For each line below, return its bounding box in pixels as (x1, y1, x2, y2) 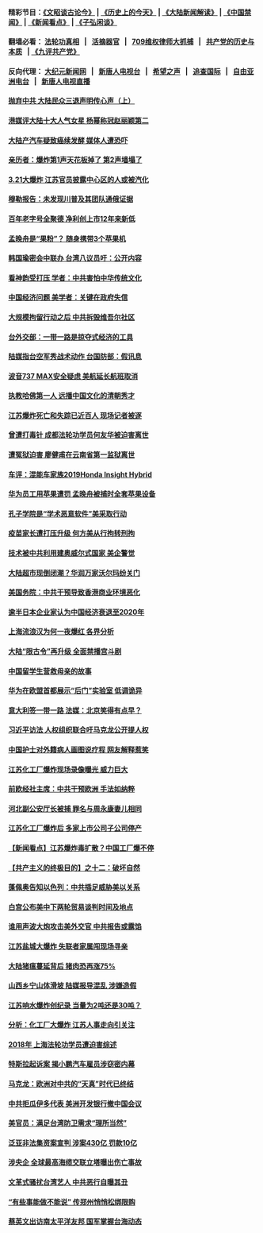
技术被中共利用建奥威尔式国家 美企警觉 (8, 548, 135, 558)
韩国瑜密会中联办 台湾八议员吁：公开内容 (8, 253, 143, 263)
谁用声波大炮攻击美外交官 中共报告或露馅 (8, 922, 143, 931)
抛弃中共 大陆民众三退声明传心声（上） (8, 96, 135, 106)
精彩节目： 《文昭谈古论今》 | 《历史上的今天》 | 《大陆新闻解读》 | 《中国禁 (8, 7, 252, 17)
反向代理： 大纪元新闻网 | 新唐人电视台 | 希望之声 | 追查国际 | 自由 (8, 66, 247, 75)
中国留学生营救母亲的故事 (8, 666, 92, 675)
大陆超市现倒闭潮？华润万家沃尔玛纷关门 (8, 568, 140, 578)
